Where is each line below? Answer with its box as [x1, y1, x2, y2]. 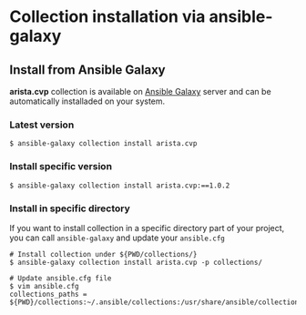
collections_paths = [9, 290, 88, 299]
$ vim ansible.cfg [9, 281, 79, 290]
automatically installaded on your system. [9, 96, 166, 107]
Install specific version [9, 160, 112, 173]
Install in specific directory [9, 202, 130, 215]
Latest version [9, 118, 75, 131]
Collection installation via [9, 6, 206, 27]
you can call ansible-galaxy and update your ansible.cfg [9, 232, 225, 243]
